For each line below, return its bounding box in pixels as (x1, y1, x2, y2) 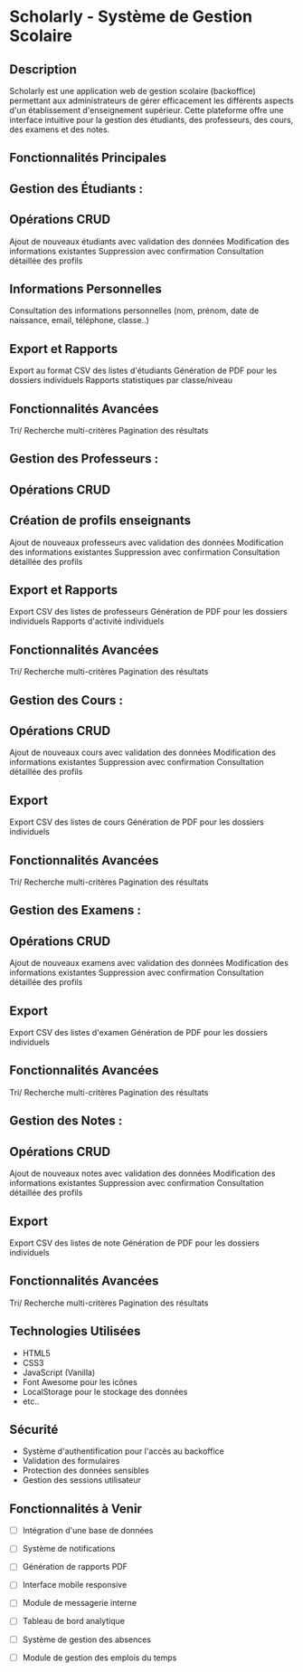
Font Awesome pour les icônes (22, 1376, 137, 1387)
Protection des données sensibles (22, 1465, 149, 1476)
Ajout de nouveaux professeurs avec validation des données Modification (9, 537, 284, 548)
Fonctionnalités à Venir (9, 1501, 143, 1516)
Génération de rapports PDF (22, 1562, 128, 1572)
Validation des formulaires (22, 1456, 120, 1467)
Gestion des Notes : (9, 1113, 123, 1129)
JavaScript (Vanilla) (22, 1367, 96, 1378)
